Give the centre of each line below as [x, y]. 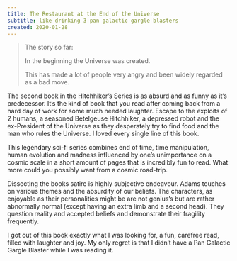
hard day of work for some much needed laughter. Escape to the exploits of [117, 111]
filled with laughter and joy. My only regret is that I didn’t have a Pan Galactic [119, 243]
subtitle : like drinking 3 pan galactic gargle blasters [93, 21]
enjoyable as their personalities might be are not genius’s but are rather [111, 199]
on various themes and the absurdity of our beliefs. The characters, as [110, 191]
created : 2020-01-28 [38, 27]
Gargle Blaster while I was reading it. [60, 250]
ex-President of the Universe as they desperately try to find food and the [113, 126]
